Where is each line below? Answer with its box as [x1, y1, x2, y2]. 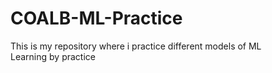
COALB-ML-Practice [10, 7, 183, 30]
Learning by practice [10, 50, 96, 62]
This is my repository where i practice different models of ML [10, 40, 262, 52]
